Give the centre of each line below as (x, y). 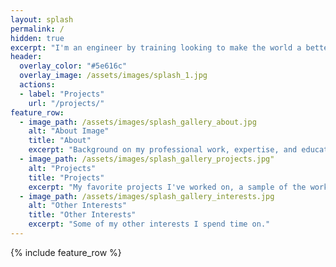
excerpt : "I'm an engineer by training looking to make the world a (156, 47)
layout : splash (42, 19)
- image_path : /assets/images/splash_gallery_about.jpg (138, 122)
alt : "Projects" (62, 168)
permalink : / (37, 29)
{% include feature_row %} (66, 252)
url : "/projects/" (66, 103)
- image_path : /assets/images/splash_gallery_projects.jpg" (147, 159)
